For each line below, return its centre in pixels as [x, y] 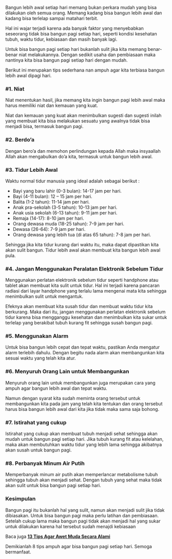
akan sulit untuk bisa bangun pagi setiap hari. [53, 485]
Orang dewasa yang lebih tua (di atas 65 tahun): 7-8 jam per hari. [82, 235]
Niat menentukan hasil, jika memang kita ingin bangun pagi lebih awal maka [85, 100]
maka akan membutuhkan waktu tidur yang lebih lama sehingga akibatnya [84, 445]
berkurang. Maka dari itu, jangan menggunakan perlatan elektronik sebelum [85, 312]
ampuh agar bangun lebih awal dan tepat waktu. [56, 388]
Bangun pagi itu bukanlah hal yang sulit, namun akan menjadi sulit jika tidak [85, 510]
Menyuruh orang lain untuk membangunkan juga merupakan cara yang [80, 383]
